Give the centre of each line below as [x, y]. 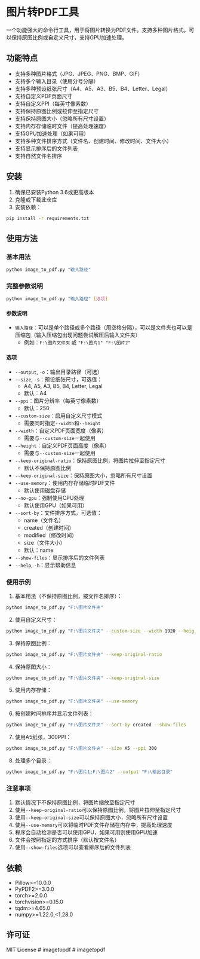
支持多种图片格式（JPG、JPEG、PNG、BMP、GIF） [79, 74]
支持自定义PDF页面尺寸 [44, 96]
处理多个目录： [33, 761]
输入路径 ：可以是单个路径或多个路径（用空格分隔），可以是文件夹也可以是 [104, 328]
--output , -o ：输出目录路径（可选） [59, 372]
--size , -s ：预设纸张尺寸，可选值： [59, 379]
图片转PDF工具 [43, 12]
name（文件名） [44, 520]
